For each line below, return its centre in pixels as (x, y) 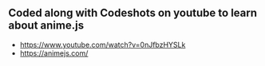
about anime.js (46, 26)
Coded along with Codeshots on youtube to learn (133, 13)
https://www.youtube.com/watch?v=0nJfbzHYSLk (103, 45)
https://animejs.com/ (54, 53)
